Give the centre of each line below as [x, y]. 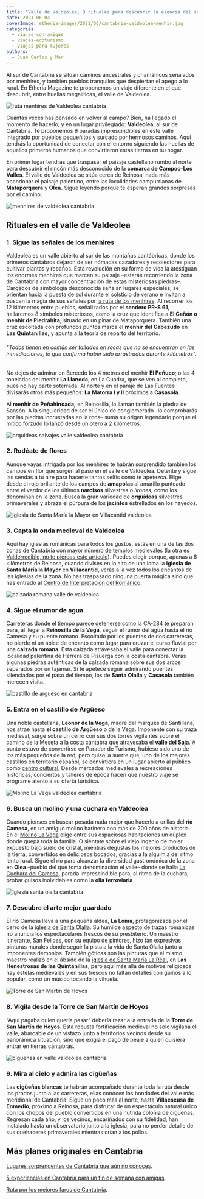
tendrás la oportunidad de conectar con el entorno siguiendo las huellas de [100, 143]
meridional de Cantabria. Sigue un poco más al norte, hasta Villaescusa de [100, 1100]
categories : [21, 29]
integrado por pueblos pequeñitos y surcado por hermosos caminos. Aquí [99, 137]
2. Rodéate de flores [36, 451]
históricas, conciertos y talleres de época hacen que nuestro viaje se [93, 774]
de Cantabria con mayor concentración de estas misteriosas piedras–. [94, 281]
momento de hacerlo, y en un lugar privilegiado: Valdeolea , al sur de [92, 124]
